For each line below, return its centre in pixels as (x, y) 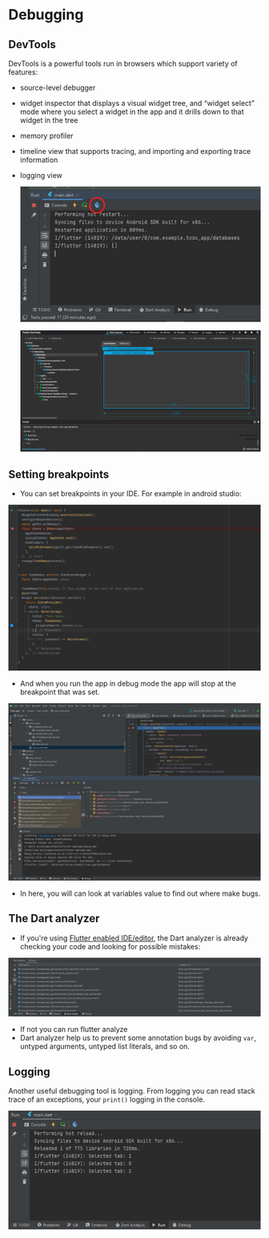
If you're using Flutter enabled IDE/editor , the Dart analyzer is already (134, 938)
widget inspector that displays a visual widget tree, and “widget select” (137, 103)
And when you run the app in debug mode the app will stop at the (128, 684)
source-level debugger (58, 87)
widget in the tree (49, 120)
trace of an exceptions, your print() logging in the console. (107, 1099)
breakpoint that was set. (60, 692)
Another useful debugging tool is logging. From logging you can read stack (132, 1091)
